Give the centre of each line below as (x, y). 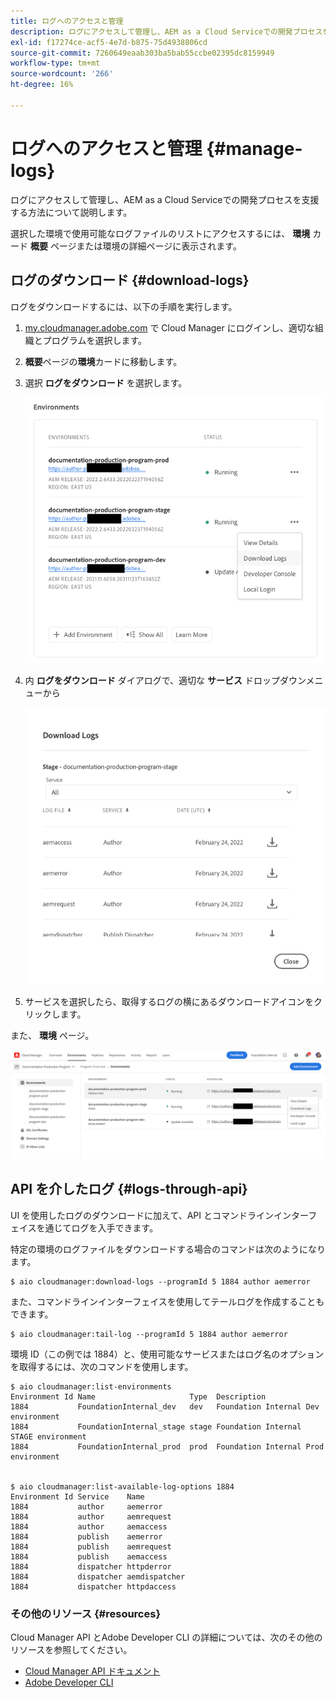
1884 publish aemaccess (89, 1556)
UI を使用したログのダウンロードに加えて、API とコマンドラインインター (159, 1215)
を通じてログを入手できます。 (97, 1227)
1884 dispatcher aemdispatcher (98, 1576)
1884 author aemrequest (91, 1516)
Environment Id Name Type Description (138, 1396)
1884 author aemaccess (89, 1526)
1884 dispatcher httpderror (91, 1566)
